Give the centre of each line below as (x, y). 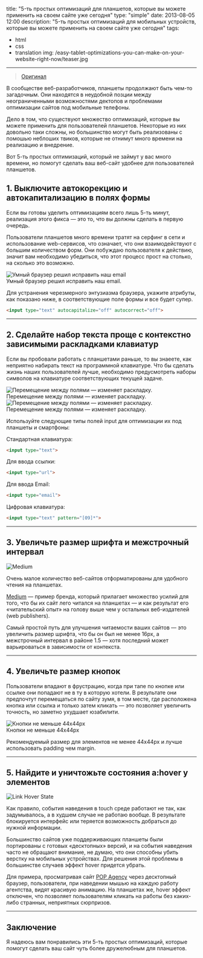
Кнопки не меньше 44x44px (43, 730)
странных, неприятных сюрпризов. (66, 903)
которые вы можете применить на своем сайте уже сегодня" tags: (93, 28)
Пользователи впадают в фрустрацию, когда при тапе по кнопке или (95, 686)
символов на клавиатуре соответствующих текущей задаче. (85, 378)
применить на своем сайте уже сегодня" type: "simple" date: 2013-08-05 (101, 15)
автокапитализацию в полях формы (78, 198)
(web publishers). (28, 615)
